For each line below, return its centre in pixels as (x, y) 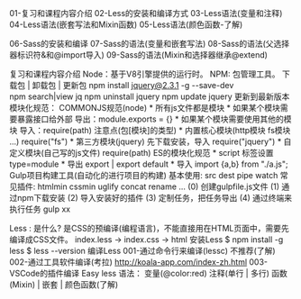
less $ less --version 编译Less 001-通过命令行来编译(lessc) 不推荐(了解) (143, 251)
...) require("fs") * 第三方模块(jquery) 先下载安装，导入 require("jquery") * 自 (150, 141)
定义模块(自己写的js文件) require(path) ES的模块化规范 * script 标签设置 (141, 153)
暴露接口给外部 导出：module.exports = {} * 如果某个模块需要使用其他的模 (154, 119)
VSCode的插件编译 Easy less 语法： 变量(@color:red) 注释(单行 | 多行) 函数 (149, 273)
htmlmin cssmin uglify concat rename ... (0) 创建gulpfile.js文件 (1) (159, 186)
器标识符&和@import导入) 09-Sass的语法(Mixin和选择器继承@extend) (139, 55)
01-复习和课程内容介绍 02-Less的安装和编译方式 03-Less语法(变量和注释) (146, 13)
